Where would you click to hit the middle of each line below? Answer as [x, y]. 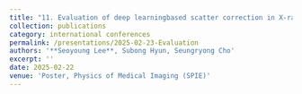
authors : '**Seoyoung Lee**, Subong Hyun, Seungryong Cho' [122, 51]
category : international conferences [80, 34]
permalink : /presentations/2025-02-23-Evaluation [104, 43]
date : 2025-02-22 [42, 68]
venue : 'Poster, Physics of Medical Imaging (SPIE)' [110, 76]
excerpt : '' [31, 59]
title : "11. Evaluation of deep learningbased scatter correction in [142, 17]
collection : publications [58, 26]
